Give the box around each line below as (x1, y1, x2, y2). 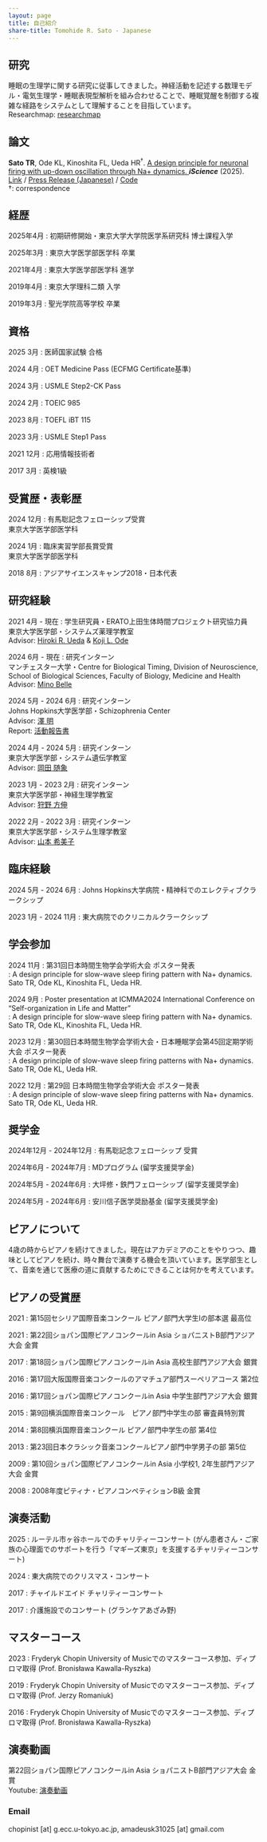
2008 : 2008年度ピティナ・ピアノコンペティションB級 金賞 (8, 1486, 201, 1495)
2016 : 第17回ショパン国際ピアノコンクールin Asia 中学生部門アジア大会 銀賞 (8, 1391, 257, 1400)
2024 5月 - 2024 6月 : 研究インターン (8, 695, 132, 705)
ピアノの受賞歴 (8, 1290, 81, 1304)
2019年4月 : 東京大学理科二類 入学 (8, 282, 121, 291)
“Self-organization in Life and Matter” (8, 1003, 132, 1012)
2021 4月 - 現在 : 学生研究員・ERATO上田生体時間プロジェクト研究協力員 (8, 616, 249, 626)
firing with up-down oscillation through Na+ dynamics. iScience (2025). (8, 166, 245, 176)
